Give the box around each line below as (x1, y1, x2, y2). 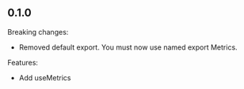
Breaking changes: (7, 27, 69, 36)
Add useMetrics (18, 72, 71, 82)
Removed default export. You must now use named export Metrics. (18, 43, 238, 52)
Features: (7, 57, 39, 67)
